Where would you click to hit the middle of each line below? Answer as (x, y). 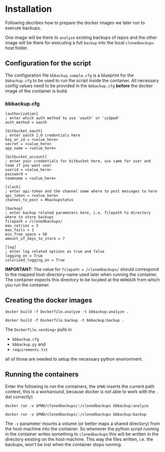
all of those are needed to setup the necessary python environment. (74, 359)
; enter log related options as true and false (55, 252)
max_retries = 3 (22, 226)
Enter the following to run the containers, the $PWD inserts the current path (80, 386)
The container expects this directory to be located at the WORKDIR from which (82, 280)
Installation (29, 9)
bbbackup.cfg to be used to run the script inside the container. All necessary (82, 80)
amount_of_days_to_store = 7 (35, 239)
